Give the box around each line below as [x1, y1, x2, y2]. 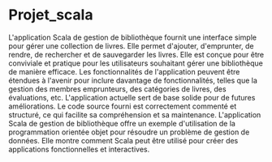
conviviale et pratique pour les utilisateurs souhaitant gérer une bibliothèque [8, 58, 264, 68]
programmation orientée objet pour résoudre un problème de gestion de [8, 127, 250, 137]
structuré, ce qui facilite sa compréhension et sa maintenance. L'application [8, 109, 261, 119]
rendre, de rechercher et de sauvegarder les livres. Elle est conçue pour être [8, 49, 265, 59]
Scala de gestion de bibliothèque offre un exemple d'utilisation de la [8, 118, 235, 128]
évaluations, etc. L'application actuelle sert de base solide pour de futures [8, 92, 256, 102]
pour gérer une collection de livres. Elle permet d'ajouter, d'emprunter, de [8, 40, 254, 50]
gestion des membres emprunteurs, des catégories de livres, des [8, 83, 227, 94]
